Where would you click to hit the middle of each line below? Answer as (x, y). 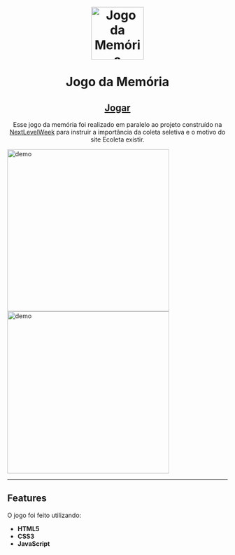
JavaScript (34, 543)
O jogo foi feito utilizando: (44, 515)
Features (27, 499)
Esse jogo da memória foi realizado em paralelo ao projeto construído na (117, 124)
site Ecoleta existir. (117, 139)
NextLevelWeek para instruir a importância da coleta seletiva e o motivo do (117, 132)
